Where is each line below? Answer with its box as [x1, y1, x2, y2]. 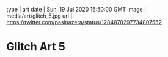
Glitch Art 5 [6, 40, 65, 54]
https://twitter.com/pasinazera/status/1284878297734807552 [6, 19, 162, 25]
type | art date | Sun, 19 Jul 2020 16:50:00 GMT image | [6, 6, 147, 13]
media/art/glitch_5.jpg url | [6, 12, 73, 19]
